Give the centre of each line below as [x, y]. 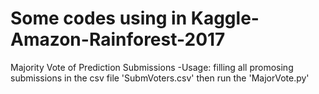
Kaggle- [225, 18]
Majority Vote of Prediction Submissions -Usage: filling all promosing [152, 67]
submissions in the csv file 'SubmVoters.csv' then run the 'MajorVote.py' [160, 78]
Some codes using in [99, 18]
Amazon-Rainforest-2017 [118, 39]
